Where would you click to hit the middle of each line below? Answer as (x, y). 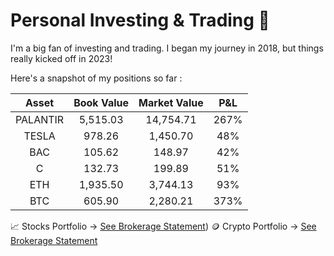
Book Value (101, 102)
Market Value (171, 102)
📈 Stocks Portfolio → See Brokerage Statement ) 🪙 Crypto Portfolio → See (163, 226)
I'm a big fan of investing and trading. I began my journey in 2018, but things (167, 48)
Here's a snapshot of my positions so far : (96, 78)
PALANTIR (40, 119)
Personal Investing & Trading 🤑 (140, 20)
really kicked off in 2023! (61, 58)
